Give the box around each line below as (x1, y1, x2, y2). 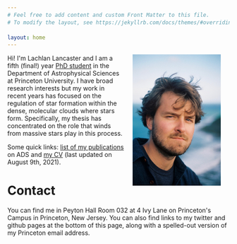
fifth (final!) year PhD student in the (7, 62, 109, 70)
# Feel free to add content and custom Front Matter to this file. (7, 11, 210, 18)
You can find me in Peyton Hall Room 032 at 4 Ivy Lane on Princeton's (7, 206, 212, 215)
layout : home (7, 34, 46, 41)
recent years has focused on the (7, 92, 102, 100)
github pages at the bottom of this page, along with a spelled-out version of (7, 221, 227, 230)
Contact (7, 182, 56, 199)
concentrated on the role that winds (7, 122, 111, 130)
